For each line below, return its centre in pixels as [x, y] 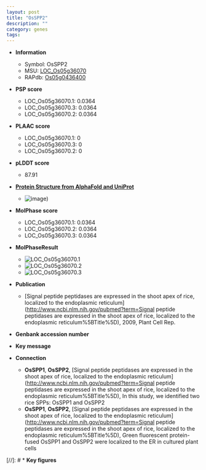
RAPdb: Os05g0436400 [55, 77]
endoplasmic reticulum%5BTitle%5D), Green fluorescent [96, 435]
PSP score [29, 89]
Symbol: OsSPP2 [46, 65]
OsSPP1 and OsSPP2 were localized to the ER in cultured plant [120, 442]
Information [31, 52]
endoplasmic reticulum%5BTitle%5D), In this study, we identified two [112, 396]
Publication [30, 284]
